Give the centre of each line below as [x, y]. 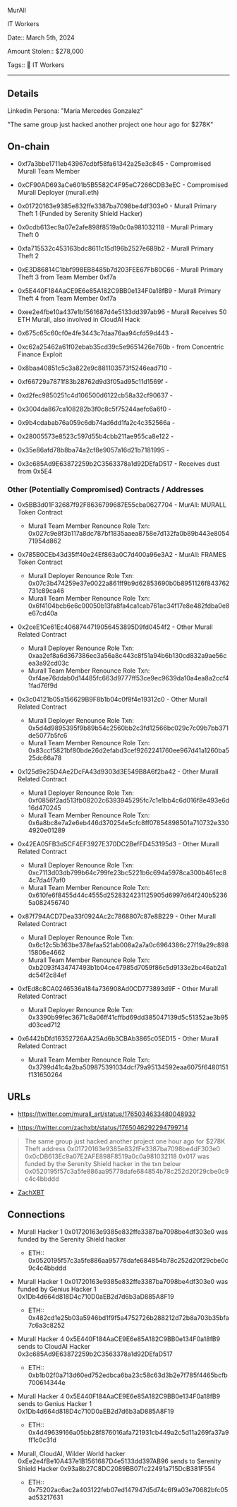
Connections [36, 1214]
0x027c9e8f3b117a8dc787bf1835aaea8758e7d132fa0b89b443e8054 [129, 533]
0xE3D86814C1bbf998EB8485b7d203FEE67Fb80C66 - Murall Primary [120, 269]
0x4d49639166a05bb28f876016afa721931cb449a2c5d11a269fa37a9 [128, 1432]
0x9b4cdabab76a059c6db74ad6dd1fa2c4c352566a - [96, 422]
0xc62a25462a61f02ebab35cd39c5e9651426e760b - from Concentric [121, 347]
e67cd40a [43, 613]
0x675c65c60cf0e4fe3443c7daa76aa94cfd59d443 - [96, 333]
